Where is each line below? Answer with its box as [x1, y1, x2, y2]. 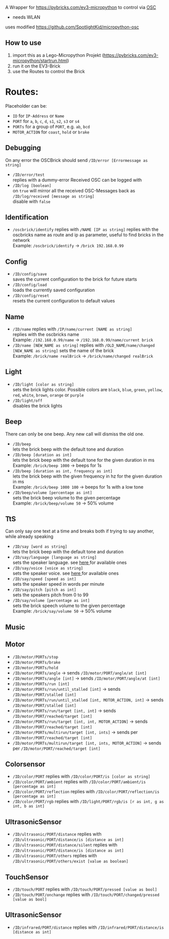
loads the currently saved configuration [12, 287, 95, 293]
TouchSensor [5, 873, 49, 881]
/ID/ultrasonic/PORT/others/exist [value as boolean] [12, 859, 129, 864]
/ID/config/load [12, 283, 47, 288]
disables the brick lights [12, 403, 62, 409]
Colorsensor [5, 760, 46, 768]
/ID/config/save [12, 272, 47, 277]
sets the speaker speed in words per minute [12, 581, 105, 587]
